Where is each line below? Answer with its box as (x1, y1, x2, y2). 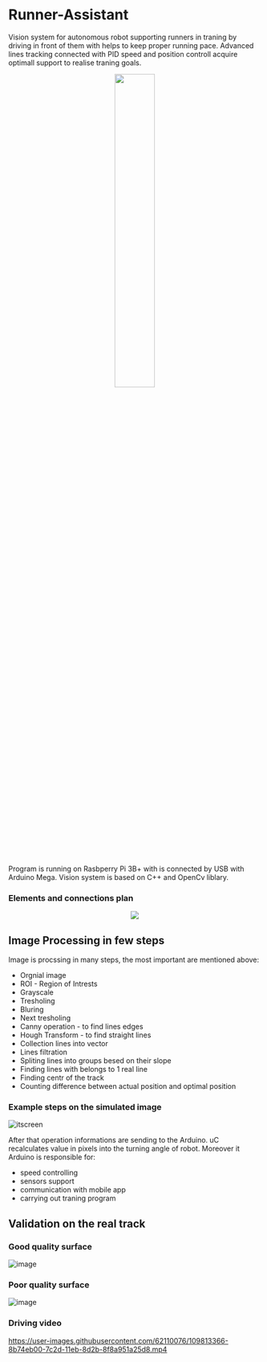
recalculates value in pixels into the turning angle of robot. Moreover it (8, 1143, 241, 1154)
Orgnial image (19, 971, 67, 980)
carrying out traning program (19, 1193, 116, 1203)
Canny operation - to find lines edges (19, 1022, 144, 1032)
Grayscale (19, 988, 54, 997)
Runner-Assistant (8, 6, 129, 24)
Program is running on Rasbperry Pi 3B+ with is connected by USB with (8, 864, 245, 873)
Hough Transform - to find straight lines (19, 1030, 152, 1040)
